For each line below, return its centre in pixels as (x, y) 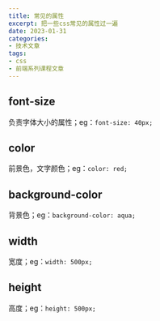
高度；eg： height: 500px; (52, 308)
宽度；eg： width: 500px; (51, 261)
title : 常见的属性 (36, 16)
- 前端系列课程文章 (36, 69)
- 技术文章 (24, 46)
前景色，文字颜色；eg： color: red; (68, 169)
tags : (17, 53)
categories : (28, 39)
